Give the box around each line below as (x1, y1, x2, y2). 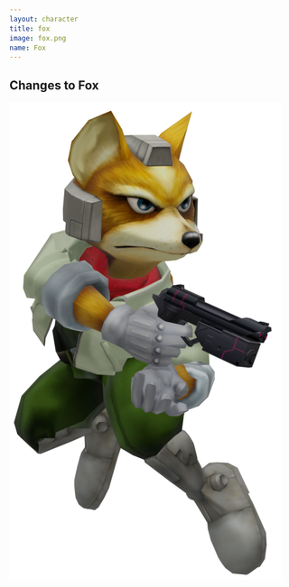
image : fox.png (9, 33, 67, 42)
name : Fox (9, 43, 47, 52)
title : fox (9, 23, 51, 33)
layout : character (9, 14, 79, 23)
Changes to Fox (9, 78, 99, 93)
